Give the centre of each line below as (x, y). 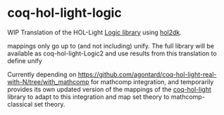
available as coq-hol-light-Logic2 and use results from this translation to (112, 53)
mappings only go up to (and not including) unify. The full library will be (111, 46)
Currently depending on (42, 74)
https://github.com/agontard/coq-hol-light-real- (147, 74)
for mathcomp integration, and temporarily (152, 81)
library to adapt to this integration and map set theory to (88, 97)
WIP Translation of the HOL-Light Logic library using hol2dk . (94, 32)
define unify (25, 60)
